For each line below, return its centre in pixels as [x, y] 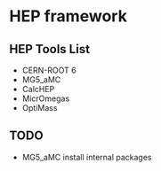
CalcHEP [38, 89]
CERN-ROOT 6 [49, 70]
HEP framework [68, 16]
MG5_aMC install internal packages [87, 157]
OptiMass [40, 108]
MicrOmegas [46, 98]
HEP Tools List [50, 49]
